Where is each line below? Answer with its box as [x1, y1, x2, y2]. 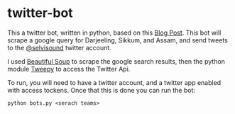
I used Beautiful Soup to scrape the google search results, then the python [7, 57, 226, 65]
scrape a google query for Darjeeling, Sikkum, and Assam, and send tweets [7, 35, 229, 44]
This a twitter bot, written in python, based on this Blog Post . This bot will [7, 28, 222, 37]
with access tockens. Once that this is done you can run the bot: [7, 86, 196, 94]
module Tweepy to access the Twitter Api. [7, 64, 131, 73]
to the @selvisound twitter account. [7, 43, 111, 52]
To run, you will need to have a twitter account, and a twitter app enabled [7, 78, 222, 86]
